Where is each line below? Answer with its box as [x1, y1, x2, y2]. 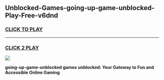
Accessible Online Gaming [5, 69, 60, 75]
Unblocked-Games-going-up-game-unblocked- [5, 4, 155, 12]
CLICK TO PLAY [5, 26, 43, 33]
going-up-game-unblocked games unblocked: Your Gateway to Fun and [5, 64, 154, 70]
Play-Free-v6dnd [5, 12, 59, 20]
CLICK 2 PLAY [5, 44, 39, 51]
